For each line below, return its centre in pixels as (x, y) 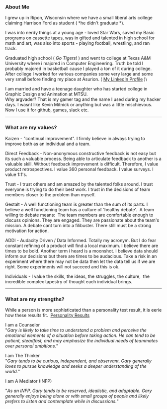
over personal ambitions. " (32, 346)
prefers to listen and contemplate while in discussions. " (62, 401)
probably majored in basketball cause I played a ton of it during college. (79, 69)
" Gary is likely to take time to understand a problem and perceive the (76, 330)
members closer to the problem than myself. (50, 194)
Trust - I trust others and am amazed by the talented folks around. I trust (79, 184)
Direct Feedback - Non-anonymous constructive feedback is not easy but (81, 153)
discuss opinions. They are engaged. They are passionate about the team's (82, 220)
